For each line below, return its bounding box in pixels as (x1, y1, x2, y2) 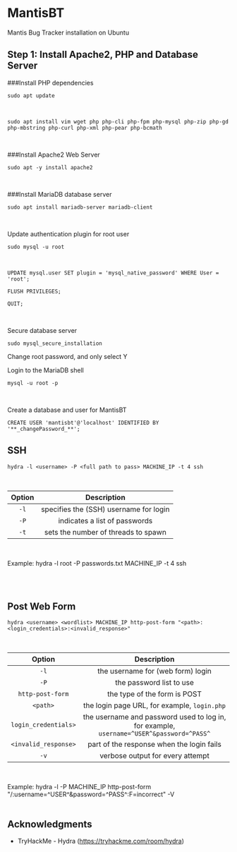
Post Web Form (7, 600, 76, 612)
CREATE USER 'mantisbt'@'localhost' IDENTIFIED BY (7, 419, 159, 426)
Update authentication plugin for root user (7, 229, 130, 238)
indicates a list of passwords (58, 516, 153, 525)
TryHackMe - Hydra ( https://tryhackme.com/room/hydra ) (17, 837, 185, 846)
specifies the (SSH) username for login (41, 504, 170, 514)
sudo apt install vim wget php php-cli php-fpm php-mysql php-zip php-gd (7, 118, 229, 125)
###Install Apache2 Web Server (7, 150, 100, 159)
